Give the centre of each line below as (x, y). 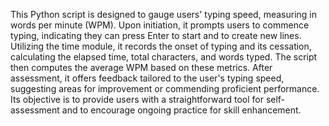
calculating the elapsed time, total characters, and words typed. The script (164, 57)
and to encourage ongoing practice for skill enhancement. (181, 110)
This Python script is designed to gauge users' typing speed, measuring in (164, 14)
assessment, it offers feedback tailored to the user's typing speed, (147, 78)
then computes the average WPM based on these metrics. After (141, 67)
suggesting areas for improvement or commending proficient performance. (165, 88)
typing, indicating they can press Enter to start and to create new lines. (156, 35)
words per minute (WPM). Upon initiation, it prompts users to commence (160, 25)
